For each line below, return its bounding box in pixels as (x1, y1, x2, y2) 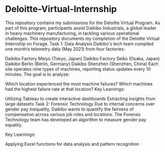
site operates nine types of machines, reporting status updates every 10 (5, 66, 151, 72)
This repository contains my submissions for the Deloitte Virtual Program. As (5, 20, 161, 26)
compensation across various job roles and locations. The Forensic (5, 111, 141, 117)
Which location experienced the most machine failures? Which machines (5, 80, 153, 87)
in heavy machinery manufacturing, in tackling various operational (5, 30, 139, 36)
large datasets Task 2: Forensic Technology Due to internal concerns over (5, 101, 155, 107)
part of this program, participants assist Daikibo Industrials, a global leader (5, 25, 157, 31)
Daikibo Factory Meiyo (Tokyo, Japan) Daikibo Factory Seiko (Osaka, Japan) (5, 55, 160, 61)
